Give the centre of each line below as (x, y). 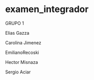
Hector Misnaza (22, 62)
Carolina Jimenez (23, 43)
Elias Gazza (17, 33)
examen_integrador (47, 9)
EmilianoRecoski (22, 52)
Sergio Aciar (18, 72)
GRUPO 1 (15, 23)
